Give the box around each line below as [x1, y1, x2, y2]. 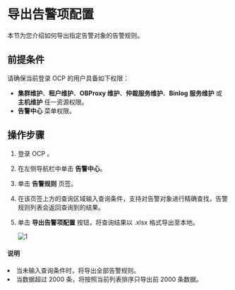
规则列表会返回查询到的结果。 [17, 203, 104, 212]
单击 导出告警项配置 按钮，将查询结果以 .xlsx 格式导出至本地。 [17, 218, 199, 226]
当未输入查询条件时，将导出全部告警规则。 [16, 266, 140, 274]
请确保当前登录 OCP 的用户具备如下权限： [7, 73, 129, 82]
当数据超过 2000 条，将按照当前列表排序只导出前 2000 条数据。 [16, 274, 203, 283]
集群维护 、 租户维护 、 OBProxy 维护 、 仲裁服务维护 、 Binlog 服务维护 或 [17, 89, 222, 97]
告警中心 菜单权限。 [17, 107, 76, 115]
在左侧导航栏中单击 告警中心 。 [17, 164, 107, 173]
